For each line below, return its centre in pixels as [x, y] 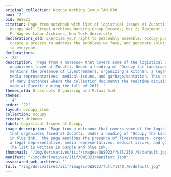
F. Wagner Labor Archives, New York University [61, 34]
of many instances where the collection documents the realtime [79, 81]
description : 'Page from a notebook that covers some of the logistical [84, 62]
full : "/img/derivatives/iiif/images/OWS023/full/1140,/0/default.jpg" [83, 166]
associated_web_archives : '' [36, 162]
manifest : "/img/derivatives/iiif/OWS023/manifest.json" [67, 157]
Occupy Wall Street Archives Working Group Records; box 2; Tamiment [85, 29]
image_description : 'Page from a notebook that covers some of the [78, 129]
